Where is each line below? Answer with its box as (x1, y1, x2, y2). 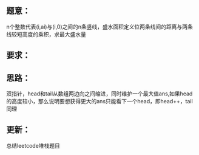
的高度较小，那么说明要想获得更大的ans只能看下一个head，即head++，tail (6, 98, 193, 105)
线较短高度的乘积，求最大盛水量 (6, 30, 86, 38)
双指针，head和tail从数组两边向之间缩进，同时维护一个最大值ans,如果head (6, 90, 193, 97)
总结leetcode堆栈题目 (6, 142, 61, 149)
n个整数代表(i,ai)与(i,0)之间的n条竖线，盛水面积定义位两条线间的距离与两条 (6, 23, 193, 30)
